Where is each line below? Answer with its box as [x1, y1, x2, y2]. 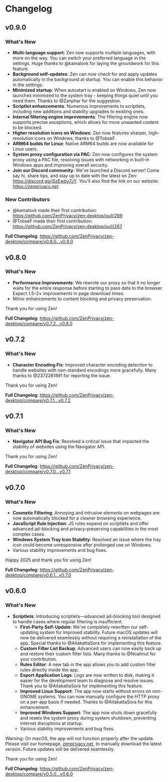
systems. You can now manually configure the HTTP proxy [38, 693, 160, 699]
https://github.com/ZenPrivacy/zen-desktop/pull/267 [12, 224, 122, 230]
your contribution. [20, 656, 57, 662]
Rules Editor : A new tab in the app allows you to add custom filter [20, 661, 156, 667]
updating [20, 629, 39, 635]
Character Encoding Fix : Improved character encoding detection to [12, 362, 153, 368]
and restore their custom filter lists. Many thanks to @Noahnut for [20, 651, 156, 657]
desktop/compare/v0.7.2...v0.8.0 [5, 320, 73, 326]
